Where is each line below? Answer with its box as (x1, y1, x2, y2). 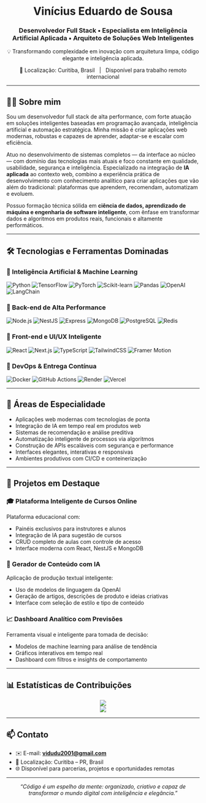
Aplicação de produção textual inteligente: (6, 574, 113, 581)
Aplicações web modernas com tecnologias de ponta (15, 416, 150, 423)
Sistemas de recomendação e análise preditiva (15, 429, 134, 436)
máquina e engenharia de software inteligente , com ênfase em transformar (6, 209, 199, 216)
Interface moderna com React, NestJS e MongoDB (15, 545, 144, 552)
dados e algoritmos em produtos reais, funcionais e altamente (6, 215, 163, 222)
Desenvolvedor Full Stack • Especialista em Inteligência (18, 26, 188, 35)
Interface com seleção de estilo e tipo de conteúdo (15, 599, 144, 606)
